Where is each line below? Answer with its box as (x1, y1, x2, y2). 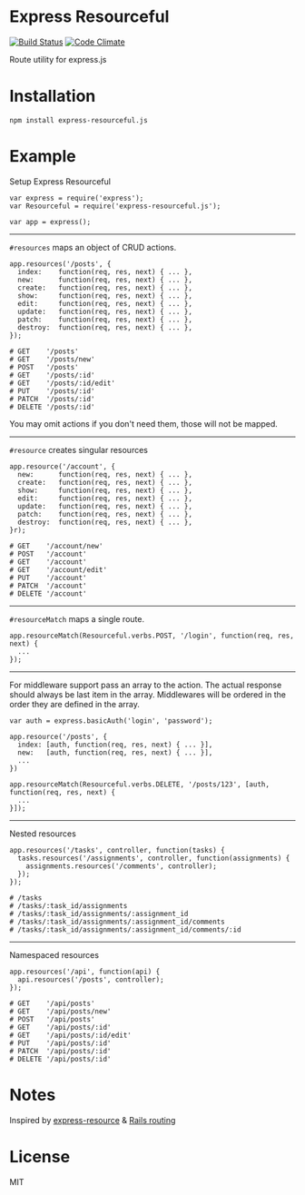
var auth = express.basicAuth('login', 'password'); (9, 716, 213, 726)
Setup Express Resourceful (9, 175, 112, 187)
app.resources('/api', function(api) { (9, 967, 161, 976)
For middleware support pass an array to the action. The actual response (9, 679, 282, 690)
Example (9, 146, 76, 167)
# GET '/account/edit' (9, 565, 107, 574)
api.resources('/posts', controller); (17, 974, 165, 984)
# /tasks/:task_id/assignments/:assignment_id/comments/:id (9, 924, 242, 934)
